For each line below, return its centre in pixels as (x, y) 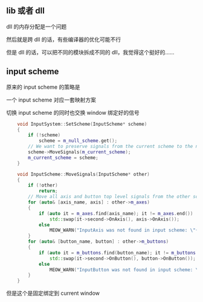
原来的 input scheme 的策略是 (43, 87)
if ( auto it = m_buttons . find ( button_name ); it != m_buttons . (118, 252)
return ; (48, 191)
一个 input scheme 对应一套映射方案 (51, 100)
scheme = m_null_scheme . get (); (78, 141)
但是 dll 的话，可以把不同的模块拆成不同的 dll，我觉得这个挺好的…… (90, 52)
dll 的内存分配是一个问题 (37, 27)
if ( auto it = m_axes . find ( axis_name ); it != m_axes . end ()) (116, 213)
